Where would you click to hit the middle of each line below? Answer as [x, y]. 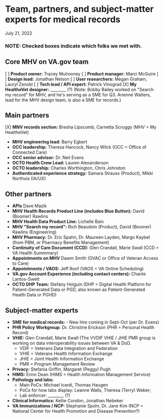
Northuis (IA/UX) [29, 179]
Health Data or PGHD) [34, 295]
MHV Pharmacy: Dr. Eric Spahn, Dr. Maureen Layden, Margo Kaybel [81, 237]
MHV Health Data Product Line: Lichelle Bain [58, 222]
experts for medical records [63, 19]
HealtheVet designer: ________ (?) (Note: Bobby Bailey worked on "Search [80, 89]
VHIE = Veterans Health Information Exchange [66, 354]
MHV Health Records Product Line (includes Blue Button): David [78, 211]
